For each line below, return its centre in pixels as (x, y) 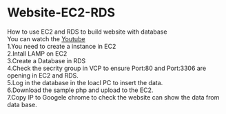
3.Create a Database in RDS (47, 60)
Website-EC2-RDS (61, 13)
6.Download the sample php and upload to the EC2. (80, 90)
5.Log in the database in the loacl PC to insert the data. (85, 82)
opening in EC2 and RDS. (43, 75)
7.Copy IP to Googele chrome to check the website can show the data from (113, 97)
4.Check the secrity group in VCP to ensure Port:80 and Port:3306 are (107, 68)
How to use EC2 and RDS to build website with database (87, 32)
